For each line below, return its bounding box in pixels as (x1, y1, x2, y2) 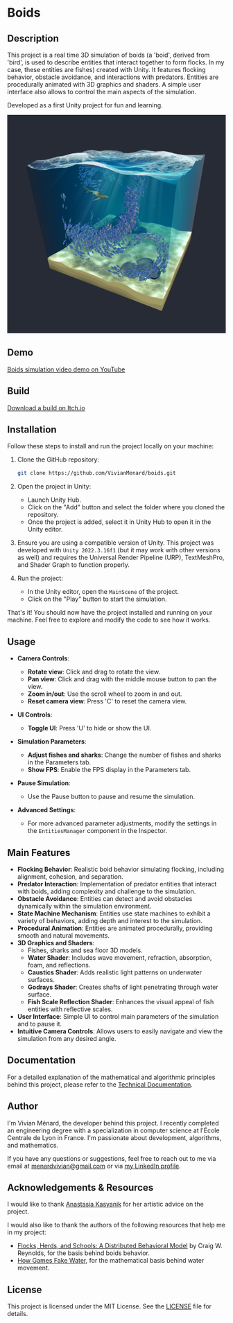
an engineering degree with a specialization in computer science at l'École (7, 1126, 220, 1134)
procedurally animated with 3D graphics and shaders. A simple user (7, 80, 201, 88)
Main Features (7, 847, 71, 859)
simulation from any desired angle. (17, 1034, 116, 1042)
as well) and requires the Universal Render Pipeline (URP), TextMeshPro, (17, 553, 225, 562)
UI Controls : (17, 710, 53, 719)
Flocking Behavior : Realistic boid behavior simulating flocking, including (17, 865, 224, 873)
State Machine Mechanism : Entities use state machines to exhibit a (17, 909, 211, 918)
